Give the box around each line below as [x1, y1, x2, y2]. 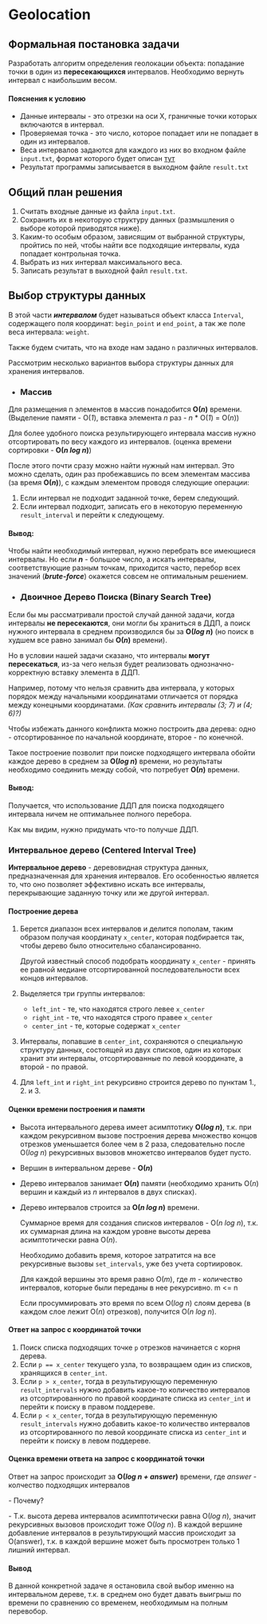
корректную [8, 668, 50, 677]
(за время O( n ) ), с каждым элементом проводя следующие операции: [8, 478, 249, 487]
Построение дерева [8, 906, 79, 916]
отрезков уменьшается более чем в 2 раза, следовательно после [19, 1139, 245, 1149]
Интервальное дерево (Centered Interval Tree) [8, 844, 197, 855]
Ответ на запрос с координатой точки [8, 1325, 142, 1334]
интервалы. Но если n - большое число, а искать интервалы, [8, 554, 217, 564]
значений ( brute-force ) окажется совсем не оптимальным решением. [8, 572, 249, 581]
